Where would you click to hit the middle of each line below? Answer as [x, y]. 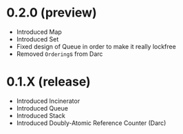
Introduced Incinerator [48, 101]
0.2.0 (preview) [52, 13]
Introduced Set [37, 39]
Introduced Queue [42, 108]
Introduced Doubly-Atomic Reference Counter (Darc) [91, 123]
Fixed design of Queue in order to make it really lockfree [96, 46]
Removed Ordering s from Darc [60, 54]
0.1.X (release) [49, 82]
